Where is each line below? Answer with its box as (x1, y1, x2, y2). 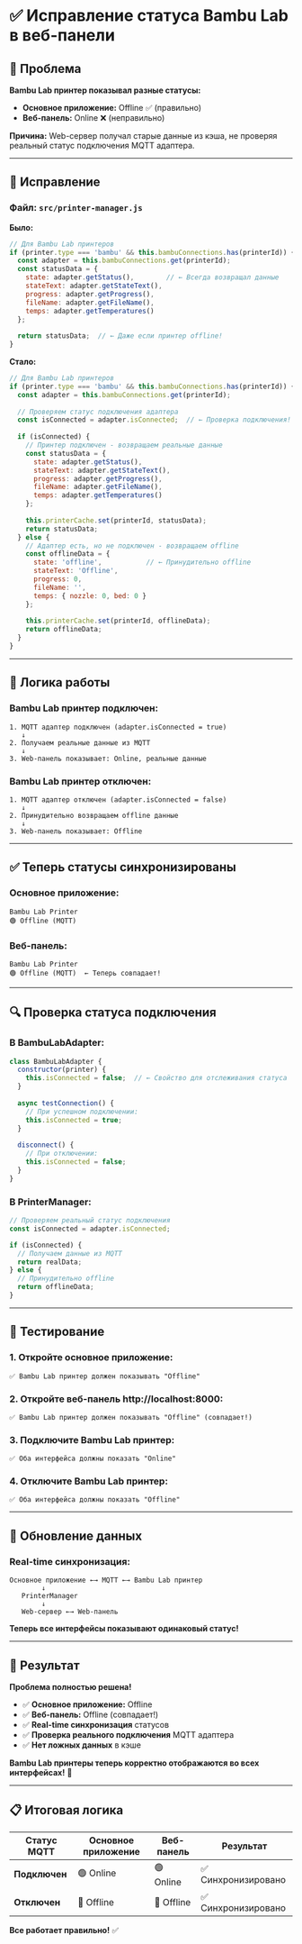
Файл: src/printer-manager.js (9, 202, 143, 214)
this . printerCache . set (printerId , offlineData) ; (25, 616, 211, 626)
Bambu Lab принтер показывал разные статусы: (9, 85, 201, 95)
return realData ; (17, 1258, 83, 1267)
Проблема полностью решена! (9, 1681, 132, 1692)
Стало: (9, 357, 37, 368)
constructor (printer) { (17, 1065, 106, 1075)
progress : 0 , (32, 575, 83, 584)
